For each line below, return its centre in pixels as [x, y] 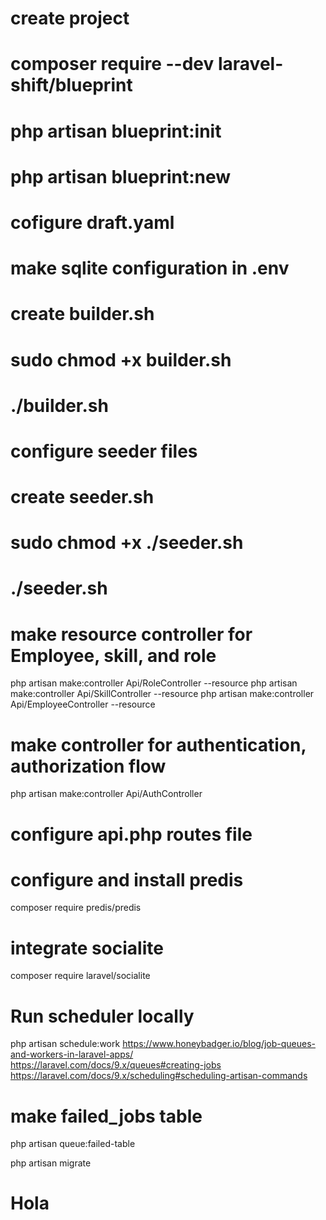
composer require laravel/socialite [80, 976]
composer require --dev [112, 64]
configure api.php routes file [131, 834]
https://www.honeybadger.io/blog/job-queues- [219, 1044]
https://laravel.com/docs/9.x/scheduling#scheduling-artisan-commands [159, 1076]
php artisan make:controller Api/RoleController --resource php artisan [154, 683]
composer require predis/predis [76, 908]
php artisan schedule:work [65, 1044]
